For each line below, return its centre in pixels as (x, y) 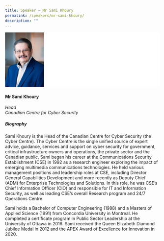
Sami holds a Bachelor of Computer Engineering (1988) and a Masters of (79, 208)
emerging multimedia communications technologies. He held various (74, 168)
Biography (16, 124)
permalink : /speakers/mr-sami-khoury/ (45, 15)
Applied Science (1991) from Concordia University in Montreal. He (72, 214)
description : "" (22, 21)
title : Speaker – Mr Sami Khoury (39, 10)
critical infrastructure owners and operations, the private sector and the (77, 152)
